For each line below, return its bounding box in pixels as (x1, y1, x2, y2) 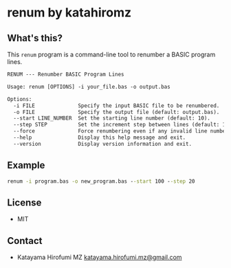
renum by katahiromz (7, 5, 132, 21)
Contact (7, 235, 43, 247)
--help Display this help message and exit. (13, 134, 186, 141)
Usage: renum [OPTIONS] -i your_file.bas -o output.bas (7, 83, 170, 90)
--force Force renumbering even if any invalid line (13, 128, 208, 135)
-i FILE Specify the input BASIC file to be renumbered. (13, 102, 220, 109)
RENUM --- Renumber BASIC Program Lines (7, 71, 125, 78)
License (7, 197, 42, 208)
